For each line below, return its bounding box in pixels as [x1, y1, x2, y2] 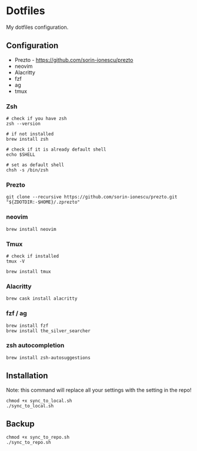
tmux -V [6, 258, 25, 264]
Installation [6, 371, 48, 381]
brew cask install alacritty [6, 296, 78, 301]
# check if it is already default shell [6, 147, 107, 152]
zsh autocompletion [6, 341, 65, 350]
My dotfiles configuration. [6, 24, 69, 31]
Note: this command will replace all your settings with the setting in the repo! [6, 386, 192, 393]
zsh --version [6, 121, 41, 127]
